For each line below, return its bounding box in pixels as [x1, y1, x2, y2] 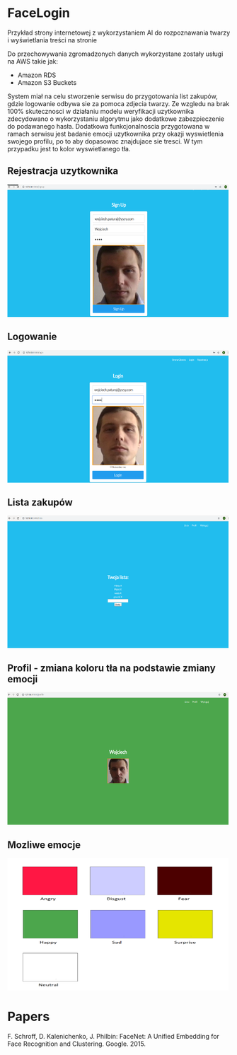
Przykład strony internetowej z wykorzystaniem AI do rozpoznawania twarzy [7, 28, 231, 37]
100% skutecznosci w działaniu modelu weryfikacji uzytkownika [7, 107, 195, 115]
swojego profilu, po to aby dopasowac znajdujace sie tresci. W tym [7, 136, 203, 146]
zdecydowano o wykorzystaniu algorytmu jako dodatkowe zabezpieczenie [7, 115, 225, 123]
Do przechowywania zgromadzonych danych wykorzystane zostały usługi [7, 49, 224, 58]
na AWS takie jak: [7, 57, 59, 65]
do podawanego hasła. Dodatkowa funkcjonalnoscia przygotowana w [7, 122, 210, 130]
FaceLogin [7, 5, 71, 21]
